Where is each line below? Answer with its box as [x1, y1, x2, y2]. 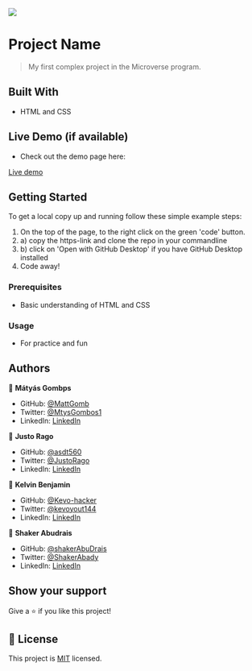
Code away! [19, 262, 60, 271]
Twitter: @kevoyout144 [19, 503, 97, 513]
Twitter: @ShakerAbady [19, 552, 99, 561]
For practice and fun [19, 338, 89, 348]
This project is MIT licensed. [8, 653, 102, 664]
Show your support [8, 584, 107, 598]
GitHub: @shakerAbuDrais [19, 544, 107, 553]
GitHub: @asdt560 [19, 447, 82, 457]
